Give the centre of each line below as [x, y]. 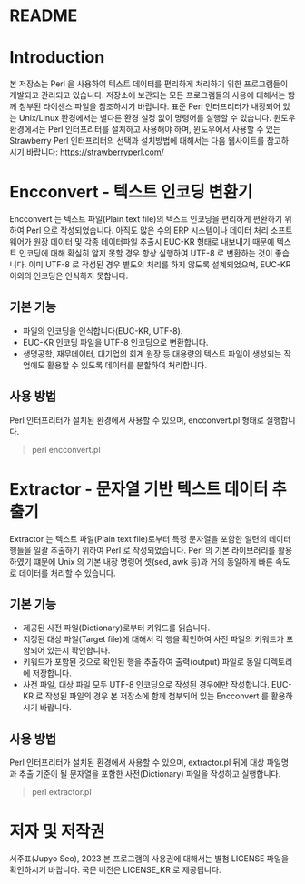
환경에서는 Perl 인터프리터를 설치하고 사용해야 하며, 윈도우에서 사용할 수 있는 [145, 129]
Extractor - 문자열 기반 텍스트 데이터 [139, 489]
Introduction [57, 58]
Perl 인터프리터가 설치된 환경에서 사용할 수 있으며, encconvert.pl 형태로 [137, 420]
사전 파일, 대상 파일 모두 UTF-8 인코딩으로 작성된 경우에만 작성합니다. [146, 685]
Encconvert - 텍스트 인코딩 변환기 [131, 192]
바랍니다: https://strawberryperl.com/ [95, 152]
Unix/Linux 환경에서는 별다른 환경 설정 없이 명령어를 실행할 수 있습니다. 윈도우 [157, 118]
